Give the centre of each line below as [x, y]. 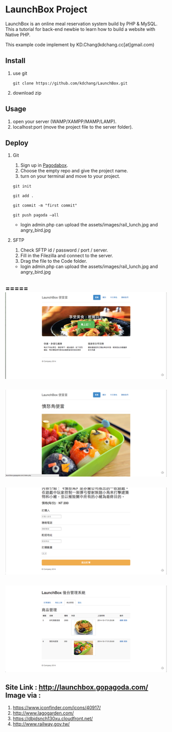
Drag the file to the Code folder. [54, 261]
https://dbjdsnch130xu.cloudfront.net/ [53, 719]
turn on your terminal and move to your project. [70, 176]
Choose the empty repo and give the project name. [74, 171]
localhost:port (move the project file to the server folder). [73, 127]
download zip [27, 93]
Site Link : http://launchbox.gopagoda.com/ [77, 687]
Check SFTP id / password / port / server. [64, 250]
